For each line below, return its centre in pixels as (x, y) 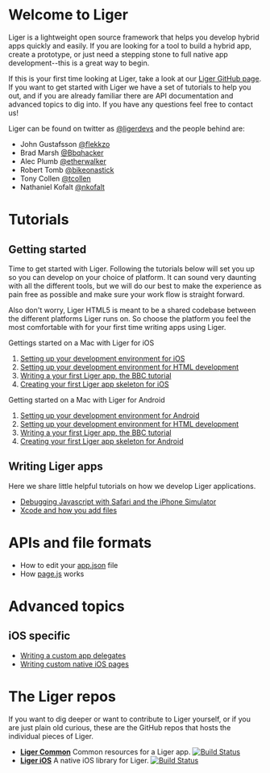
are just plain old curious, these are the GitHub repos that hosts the (120, 727)
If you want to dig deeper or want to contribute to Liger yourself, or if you (130, 719)
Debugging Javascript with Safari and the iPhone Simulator (118, 501)
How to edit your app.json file (69, 565)
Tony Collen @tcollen (55, 178)
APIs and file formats (80, 543)
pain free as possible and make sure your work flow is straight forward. (127, 294)
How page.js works (52, 574)
